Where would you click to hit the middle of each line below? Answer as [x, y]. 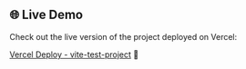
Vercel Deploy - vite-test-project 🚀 [74, 54]
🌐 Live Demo [46, 15]
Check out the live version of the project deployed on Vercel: [123, 36]
